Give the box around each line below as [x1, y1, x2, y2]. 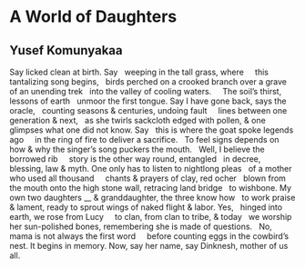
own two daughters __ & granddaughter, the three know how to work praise [9, 193, 296, 203]
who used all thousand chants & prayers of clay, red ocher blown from [9, 173, 287, 184]
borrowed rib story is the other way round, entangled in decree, [9, 154, 261, 164]
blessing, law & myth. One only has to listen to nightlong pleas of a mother [9, 164, 292, 174]
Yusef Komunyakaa [9, 43, 123, 58]
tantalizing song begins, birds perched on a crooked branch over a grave [9, 76, 288, 87]
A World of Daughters [9, 6, 178, 27]
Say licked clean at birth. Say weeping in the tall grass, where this [9, 66, 269, 77]
